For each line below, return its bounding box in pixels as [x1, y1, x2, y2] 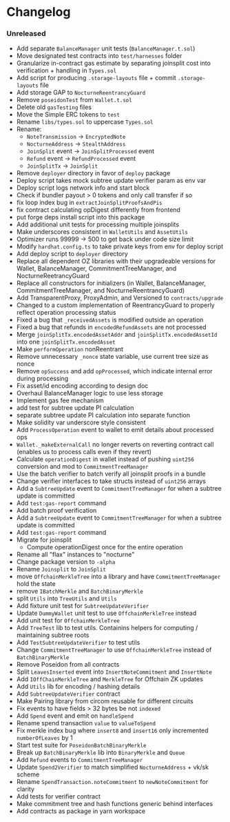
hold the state [16, 580, 56, 588]
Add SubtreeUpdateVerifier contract [16, 689, 121, 698]
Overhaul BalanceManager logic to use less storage [16, 389, 163, 398]
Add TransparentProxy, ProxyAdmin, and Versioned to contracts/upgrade [16, 294, 224, 302]
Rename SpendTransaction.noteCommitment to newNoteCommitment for [16, 778, 208, 786]
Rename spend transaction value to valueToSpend [16, 719, 156, 727]
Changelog [6, 4, 71, 20]
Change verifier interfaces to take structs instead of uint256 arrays [16, 477, 207, 485]
